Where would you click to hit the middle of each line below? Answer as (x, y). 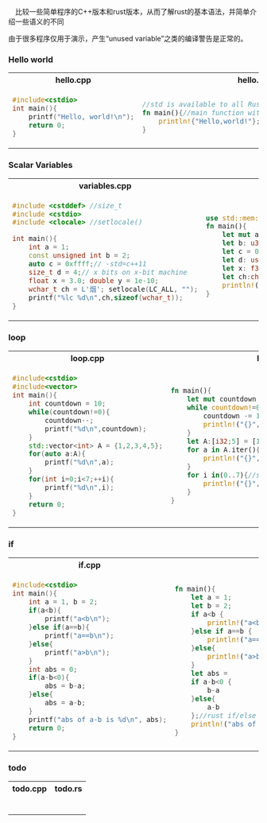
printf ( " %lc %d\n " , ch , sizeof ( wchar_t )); (106, 298)
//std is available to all (193, 104)
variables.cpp (105, 185)
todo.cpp (30, 788)
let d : (234, 260)
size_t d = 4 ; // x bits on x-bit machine (108, 272)
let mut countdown (221, 399)
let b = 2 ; (211, 606)
